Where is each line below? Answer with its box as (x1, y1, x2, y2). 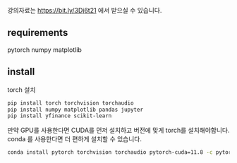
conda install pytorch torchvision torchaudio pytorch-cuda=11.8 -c (7, 149, 213, 156)
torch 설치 (7, 85, 36, 93)
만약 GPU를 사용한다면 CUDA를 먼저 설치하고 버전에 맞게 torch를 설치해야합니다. (7, 126, 230, 135)
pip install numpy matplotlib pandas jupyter (7, 106, 143, 113)
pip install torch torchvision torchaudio (7, 99, 134, 107)
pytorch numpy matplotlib (7, 45, 83, 54)
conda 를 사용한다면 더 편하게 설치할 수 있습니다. (7, 135, 142, 143)
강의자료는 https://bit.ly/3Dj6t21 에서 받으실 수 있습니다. (7, 6, 162, 14)
